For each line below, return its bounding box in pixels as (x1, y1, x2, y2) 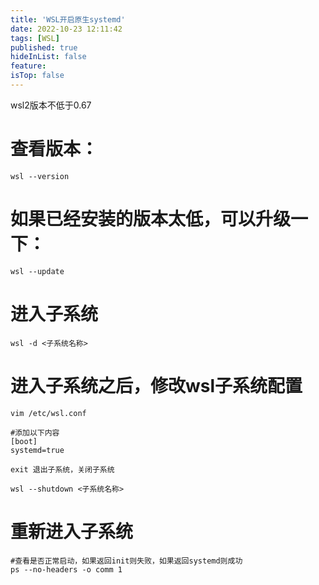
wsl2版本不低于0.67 (10, 99, 92, 111)
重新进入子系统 (10, 520, 134, 543)
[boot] (10, 436, 38, 446)
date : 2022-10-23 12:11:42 (10, 24, 123, 34)
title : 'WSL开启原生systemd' (10, 14, 126, 25)
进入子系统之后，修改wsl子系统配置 (10, 374, 303, 397)
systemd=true (10, 445, 65, 455)
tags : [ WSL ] (10, 33, 60, 43)
